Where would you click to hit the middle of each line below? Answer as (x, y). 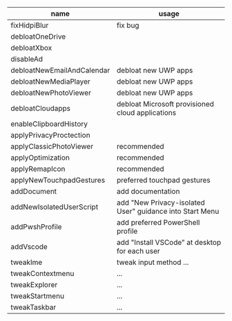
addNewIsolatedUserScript (55, 207)
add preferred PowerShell (158, 222)
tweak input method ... (153, 262)
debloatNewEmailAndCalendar (60, 70)
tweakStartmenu (37, 296)
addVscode (29, 247)
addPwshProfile (36, 227)
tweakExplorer (34, 285)
